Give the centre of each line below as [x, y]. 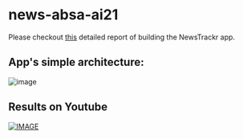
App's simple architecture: [76, 62]
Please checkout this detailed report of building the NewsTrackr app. [121, 37]
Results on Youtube [58, 107]
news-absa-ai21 [63, 15]
